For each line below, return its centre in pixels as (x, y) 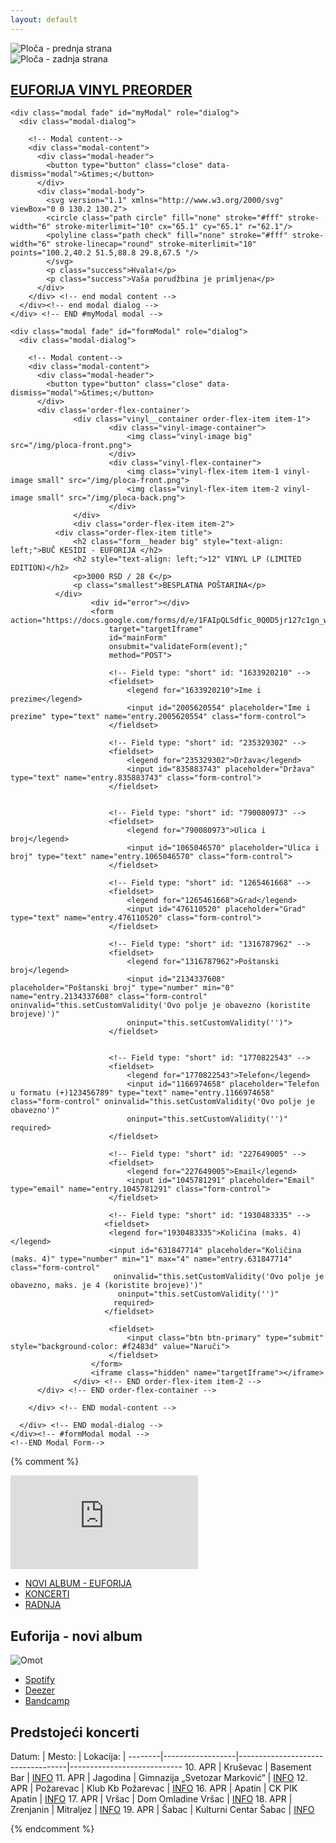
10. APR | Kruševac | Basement (248, 1767)
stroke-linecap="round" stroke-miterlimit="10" (155, 244)
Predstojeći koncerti (75, 1732)
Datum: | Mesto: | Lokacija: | (68, 1757)
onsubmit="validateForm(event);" (178, 647)
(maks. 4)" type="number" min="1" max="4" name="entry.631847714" (151, 1259)
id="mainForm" (138, 638)
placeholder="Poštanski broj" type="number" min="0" (122, 988)
